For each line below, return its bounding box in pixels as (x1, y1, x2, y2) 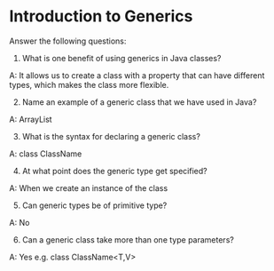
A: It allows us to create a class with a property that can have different (9, 69, 265, 81)
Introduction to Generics (9, 6, 193, 27)
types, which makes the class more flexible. (9, 79, 169, 90)
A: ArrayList (9, 114, 52, 124)
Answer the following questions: (9, 36, 127, 46)
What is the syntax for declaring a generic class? (21, 131, 201, 141)
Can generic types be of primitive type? (21, 200, 168, 211)
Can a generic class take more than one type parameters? (21, 234, 235, 245)
